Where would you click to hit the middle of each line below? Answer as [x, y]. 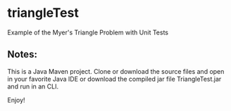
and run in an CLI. [33, 86]
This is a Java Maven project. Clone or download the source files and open [116, 71]
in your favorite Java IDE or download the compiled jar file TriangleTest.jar [114, 79]
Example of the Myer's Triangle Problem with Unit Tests [88, 32]
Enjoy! [17, 100]
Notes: [22, 54]
